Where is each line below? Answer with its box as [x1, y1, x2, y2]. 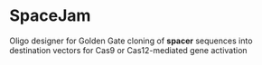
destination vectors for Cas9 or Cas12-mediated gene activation [9, 44, 248, 55]
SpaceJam [9, 5, 91, 26]
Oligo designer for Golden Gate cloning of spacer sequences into [9, 35, 253, 46]
